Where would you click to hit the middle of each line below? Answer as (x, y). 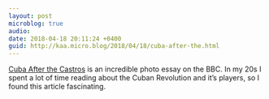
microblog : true (36, 24)
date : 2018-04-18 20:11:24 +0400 (65, 39)
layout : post (30, 16)
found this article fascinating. (57, 87)
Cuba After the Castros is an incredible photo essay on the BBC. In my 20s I (135, 69)
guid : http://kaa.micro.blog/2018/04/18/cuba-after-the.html (114, 46)
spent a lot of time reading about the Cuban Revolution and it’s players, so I (134, 78)
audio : (20, 31)
